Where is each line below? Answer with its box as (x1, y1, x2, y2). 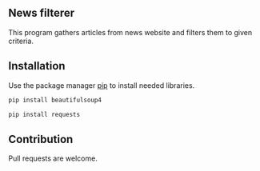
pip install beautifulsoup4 (8, 96, 102, 104)
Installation (8, 59, 66, 73)
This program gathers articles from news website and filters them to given (8, 27, 253, 37)
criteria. (8, 36, 34, 46)
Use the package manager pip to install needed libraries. (8, 80, 195, 90)
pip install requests (8, 110, 81, 118)
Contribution (8, 132, 74, 146)
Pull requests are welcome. (8, 153, 98, 163)
